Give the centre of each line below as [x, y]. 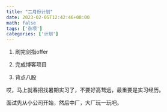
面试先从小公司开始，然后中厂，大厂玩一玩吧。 [64, 103]
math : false [21, 23]
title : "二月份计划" [29, 12]
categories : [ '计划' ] [32, 34]
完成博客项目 [31, 65]
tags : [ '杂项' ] [24, 28]
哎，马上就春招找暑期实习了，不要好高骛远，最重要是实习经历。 [85, 90]
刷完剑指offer [32, 52]
